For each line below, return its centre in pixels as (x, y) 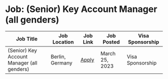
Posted (111, 42)
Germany (61, 62)
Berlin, (58, 56)
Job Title (26, 38)
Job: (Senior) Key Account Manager (81, 9)
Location (63, 42)
